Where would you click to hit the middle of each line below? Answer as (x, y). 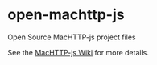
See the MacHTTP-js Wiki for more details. (78, 52)
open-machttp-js (66, 15)
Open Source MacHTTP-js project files (72, 37)
